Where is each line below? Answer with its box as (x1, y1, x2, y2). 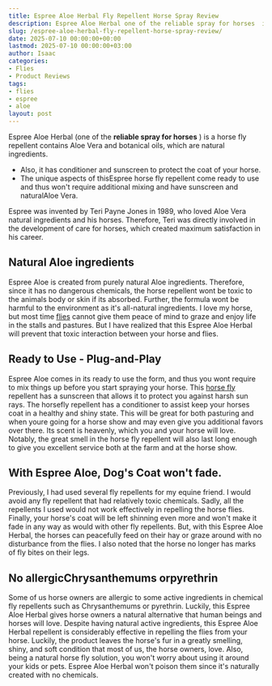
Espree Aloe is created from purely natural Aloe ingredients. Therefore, (8, 277, 245, 287)
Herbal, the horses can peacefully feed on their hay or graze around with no (8, 530, 262, 540)
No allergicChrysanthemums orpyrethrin (8, 571, 219, 585)
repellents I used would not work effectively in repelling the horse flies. (8, 505, 244, 514)
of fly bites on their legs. (8, 548, 90, 557)
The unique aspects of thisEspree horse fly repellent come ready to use (19, 173, 260, 183)
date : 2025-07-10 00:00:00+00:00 (8, 34, 121, 43)
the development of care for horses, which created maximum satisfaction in (8, 224, 261, 233)
